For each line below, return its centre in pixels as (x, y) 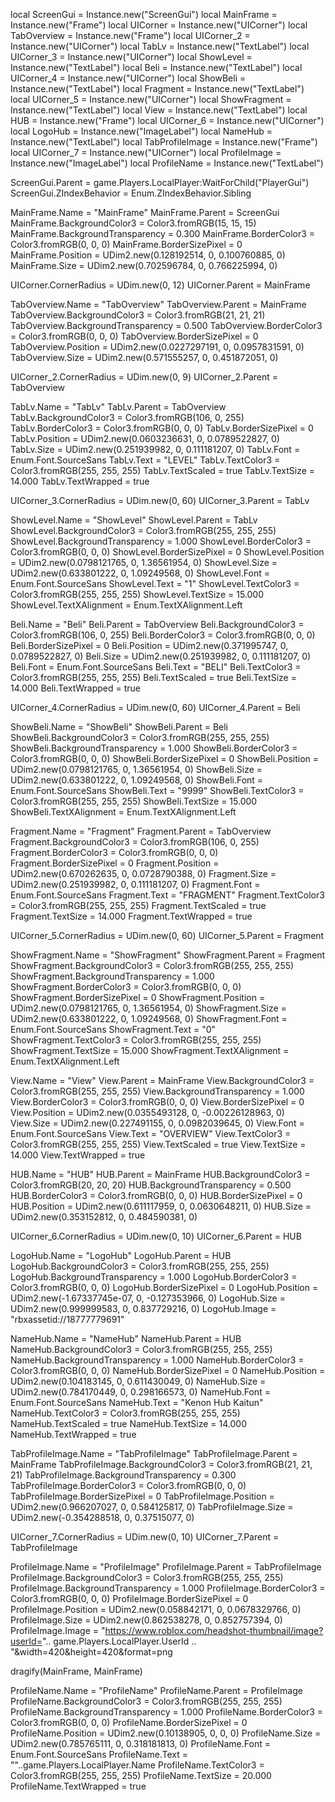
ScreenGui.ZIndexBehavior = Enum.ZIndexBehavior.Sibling (131, 193)
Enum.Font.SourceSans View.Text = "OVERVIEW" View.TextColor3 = (151, 1133)
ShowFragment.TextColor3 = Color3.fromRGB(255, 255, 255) (136, 1040)
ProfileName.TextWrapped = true (78, 1786)
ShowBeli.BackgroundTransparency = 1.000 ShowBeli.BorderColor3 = (154, 748)
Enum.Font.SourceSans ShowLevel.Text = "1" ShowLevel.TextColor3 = (155, 583)
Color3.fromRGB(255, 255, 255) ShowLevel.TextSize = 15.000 (137, 594)
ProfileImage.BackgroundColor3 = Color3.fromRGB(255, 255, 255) (147, 1577)
